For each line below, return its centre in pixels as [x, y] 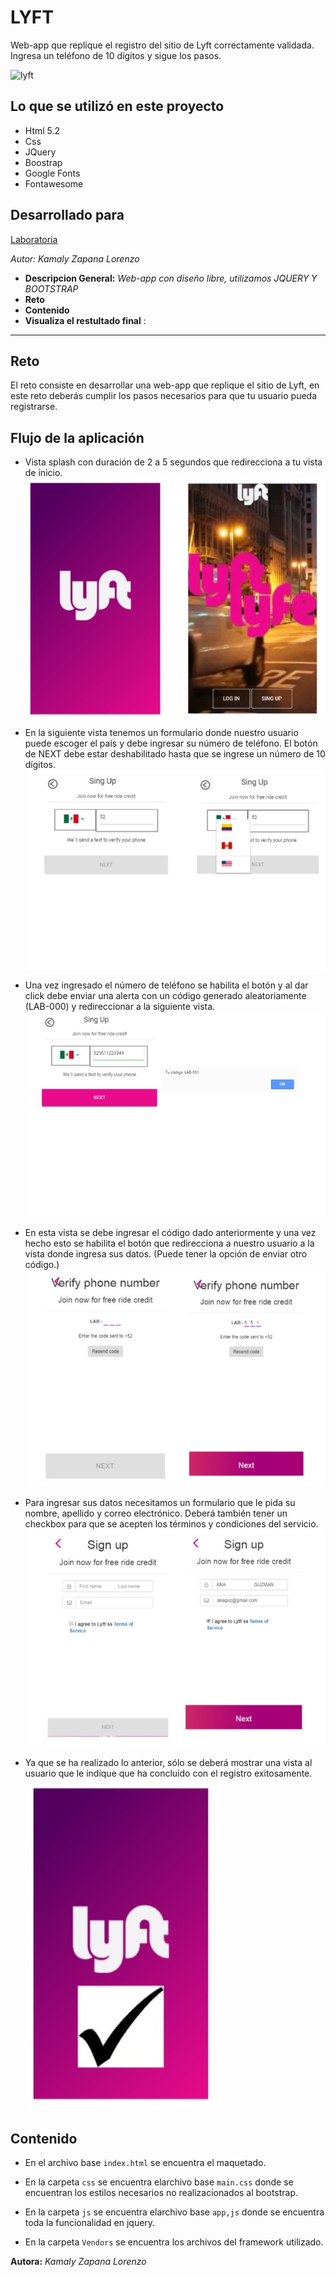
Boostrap [43, 162]
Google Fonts [52, 173]
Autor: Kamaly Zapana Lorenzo [75, 258]
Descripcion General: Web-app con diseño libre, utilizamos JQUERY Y [171, 278]
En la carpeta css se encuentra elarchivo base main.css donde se [159, 2182]
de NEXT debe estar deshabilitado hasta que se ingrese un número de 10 [175, 754]
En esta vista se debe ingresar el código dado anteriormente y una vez [170, 1233]
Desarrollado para [67, 215]
